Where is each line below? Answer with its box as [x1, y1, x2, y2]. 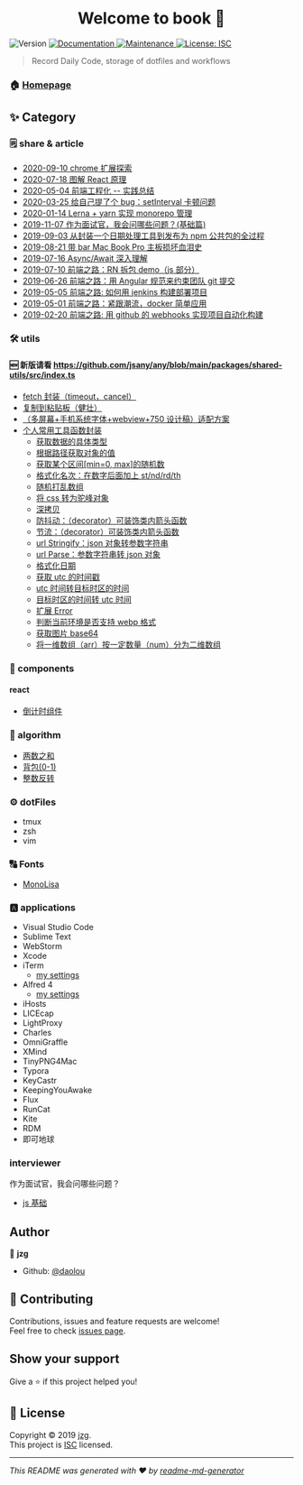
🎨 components [9, 662, 75, 675]
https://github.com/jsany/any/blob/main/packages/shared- [53, 360, 282, 371]
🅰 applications [9, 901, 77, 914]
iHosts [22, 998, 47, 1009]
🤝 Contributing [9, 1292, 94, 1307]
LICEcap [22, 1008, 54, 1019]
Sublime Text [22, 931, 72, 942]
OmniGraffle [22, 1037, 69, 1047]
